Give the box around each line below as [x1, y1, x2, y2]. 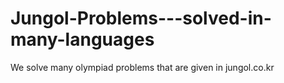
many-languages [10, 28, 155, 51]
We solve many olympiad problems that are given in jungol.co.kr [10, 61, 275, 73]
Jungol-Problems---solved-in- [10, 7, 272, 30]
